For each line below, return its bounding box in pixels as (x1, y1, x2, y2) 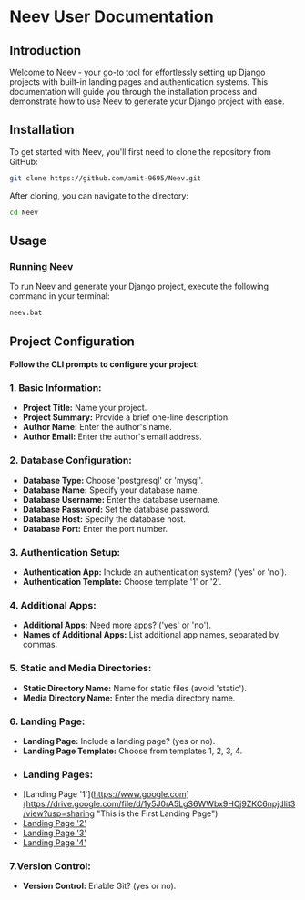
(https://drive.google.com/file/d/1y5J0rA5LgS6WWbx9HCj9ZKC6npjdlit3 (22, 799, 296, 810)
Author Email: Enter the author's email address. (22, 431, 202, 443)
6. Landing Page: (9, 715, 86, 728)
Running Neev (9, 260, 74, 272)
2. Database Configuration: (9, 454, 132, 466)
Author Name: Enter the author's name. (22, 422, 173, 433)
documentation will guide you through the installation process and (9, 87, 258, 97)
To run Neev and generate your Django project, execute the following (9, 281, 269, 292)
